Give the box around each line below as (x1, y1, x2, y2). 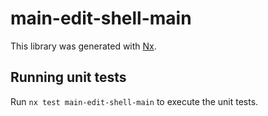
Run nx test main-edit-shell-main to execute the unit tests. (10, 95, 259, 107)
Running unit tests (10, 69, 127, 86)
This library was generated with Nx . (10, 40, 157, 52)
